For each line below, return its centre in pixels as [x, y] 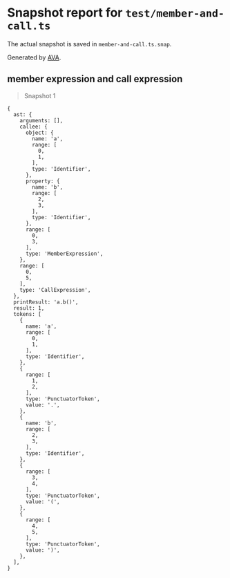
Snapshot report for [65, 13]
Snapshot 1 [40, 95]
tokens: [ [27, 314]
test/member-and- [175, 13]
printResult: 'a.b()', [46, 302]
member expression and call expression [95, 79]
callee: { [34, 127]
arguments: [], [41, 120]
